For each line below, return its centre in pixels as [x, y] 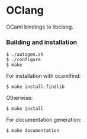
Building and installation [42, 42]
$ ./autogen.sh [25, 55]
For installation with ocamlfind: [43, 76]
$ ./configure [24, 60]
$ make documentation [33, 131]
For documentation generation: [44, 120]
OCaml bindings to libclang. [40, 27]
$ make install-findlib [36, 87]
